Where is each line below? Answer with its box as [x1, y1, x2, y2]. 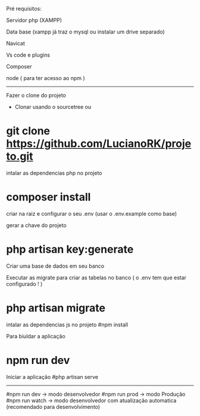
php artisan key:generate [6, 243, 134, 256]
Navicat [6, 40, 26, 47]
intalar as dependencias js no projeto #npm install [6, 321, 129, 328]
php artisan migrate [6, 301, 106, 314]
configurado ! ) [6, 280, 43, 287]
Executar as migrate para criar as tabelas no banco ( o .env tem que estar [6, 274, 186, 281]
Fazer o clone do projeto [6, 92, 67, 99]
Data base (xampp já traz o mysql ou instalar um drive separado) [6, 28, 165, 35]
